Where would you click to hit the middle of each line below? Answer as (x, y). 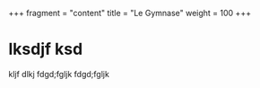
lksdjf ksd (46, 49)
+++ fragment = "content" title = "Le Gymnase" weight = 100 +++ (130, 13)
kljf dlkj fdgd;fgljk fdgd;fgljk (59, 74)
